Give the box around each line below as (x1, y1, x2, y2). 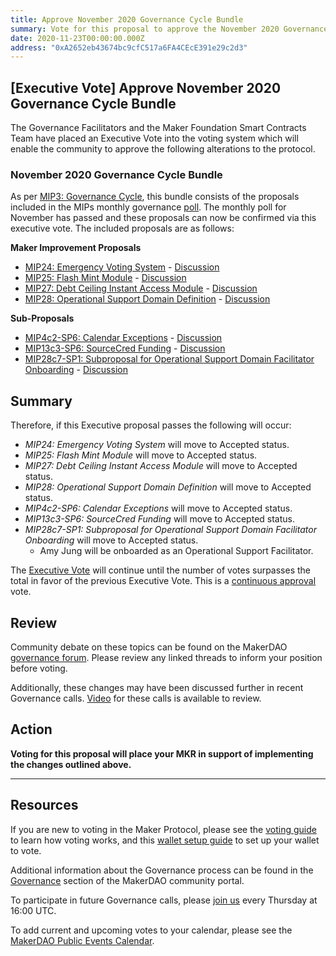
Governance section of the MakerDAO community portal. (10, 874, 245, 886)
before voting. (10, 662, 68, 674)
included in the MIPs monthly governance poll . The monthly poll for (10, 201, 287, 213)
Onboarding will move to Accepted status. (24, 534, 199, 546)
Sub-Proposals (10, 312, 75, 325)
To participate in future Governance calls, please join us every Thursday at (10, 894, 318, 906)
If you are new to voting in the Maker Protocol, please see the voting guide (10, 823, 317, 835)
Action (10, 721, 53, 738)
